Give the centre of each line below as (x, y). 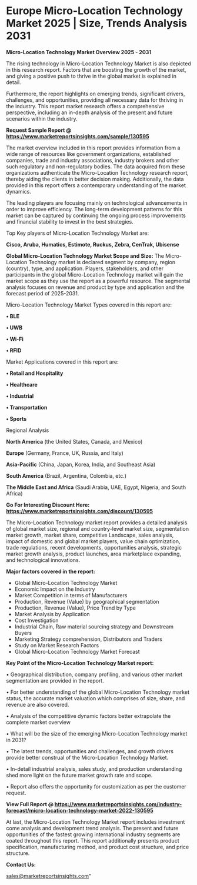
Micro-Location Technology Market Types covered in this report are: (89, 305)
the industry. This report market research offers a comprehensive (85, 106)
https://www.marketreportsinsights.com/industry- (118, 804)
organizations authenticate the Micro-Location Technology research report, (98, 172)
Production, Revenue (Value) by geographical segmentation (87, 601)
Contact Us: (21, 864)
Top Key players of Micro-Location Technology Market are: (78, 233)
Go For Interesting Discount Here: (48, 505)
